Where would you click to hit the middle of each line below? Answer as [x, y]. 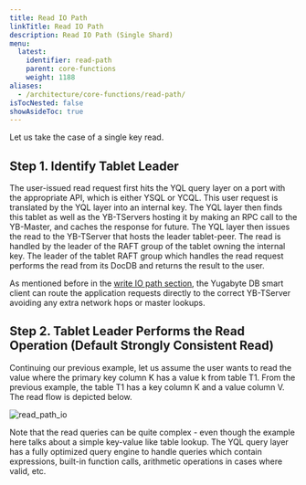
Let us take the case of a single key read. [87, 137]
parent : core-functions [71, 69]
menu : [20, 43]
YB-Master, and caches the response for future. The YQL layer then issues [150, 227]
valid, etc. [28, 470]
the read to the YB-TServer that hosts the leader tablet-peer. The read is [145, 237]
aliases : [26, 86]
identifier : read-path [69, 60]
